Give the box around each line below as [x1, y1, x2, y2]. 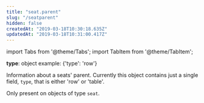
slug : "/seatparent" [6, 15, 59, 21]
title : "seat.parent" [6, 8, 62, 15]
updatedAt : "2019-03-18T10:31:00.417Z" [6, 32, 108, 38]
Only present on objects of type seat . [6, 90, 100, 97]
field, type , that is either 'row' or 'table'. [6, 78, 105, 85]
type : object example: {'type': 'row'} [6, 60, 97, 67]
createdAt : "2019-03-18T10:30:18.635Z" [6, 25, 108, 32]
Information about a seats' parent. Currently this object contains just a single [6, 71, 199, 79]
